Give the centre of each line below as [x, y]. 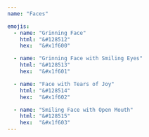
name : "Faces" [28, 14]
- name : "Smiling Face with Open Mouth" [73, 110]
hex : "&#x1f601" [45, 71]
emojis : [19, 26]
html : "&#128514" [45, 91]
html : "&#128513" [45, 65]
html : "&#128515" [45, 116]
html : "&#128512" [45, 39]
